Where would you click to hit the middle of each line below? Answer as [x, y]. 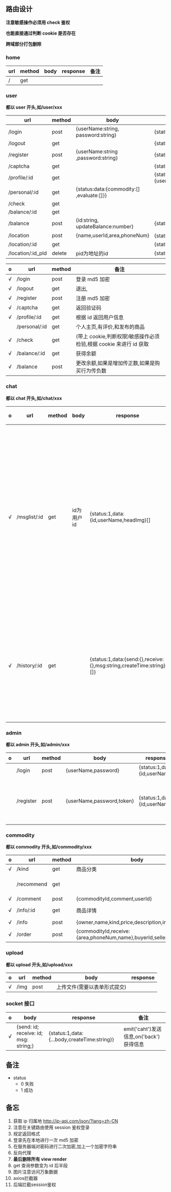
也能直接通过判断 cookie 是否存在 [41, 33]
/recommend [32, 884]
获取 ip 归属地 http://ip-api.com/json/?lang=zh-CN [65, 1121]
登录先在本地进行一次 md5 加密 [46, 1140]
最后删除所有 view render [40, 1159]
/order [24, 934]
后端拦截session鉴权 [35, 1184]
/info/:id [26, 910]
